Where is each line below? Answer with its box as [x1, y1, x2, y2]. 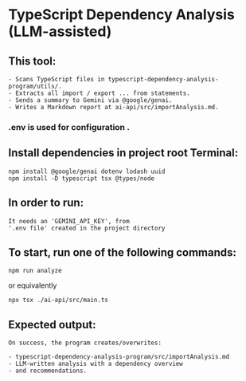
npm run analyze [8, 267, 62, 275]
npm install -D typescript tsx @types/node [8, 174, 155, 183]
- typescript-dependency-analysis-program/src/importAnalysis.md [8, 353, 229, 361]
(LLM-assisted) [8, 22, 112, 41]
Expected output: [8, 317, 96, 332]
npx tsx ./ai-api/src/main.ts [8, 297, 109, 304]
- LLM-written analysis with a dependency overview [8, 360, 183, 368]
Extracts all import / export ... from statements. [15, 89, 191, 97]
